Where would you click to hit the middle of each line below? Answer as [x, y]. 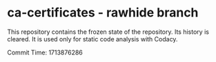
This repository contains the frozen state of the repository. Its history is [108, 32]
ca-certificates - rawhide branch [103, 13]
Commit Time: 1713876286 [45, 52]
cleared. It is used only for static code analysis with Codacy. [92, 39]
